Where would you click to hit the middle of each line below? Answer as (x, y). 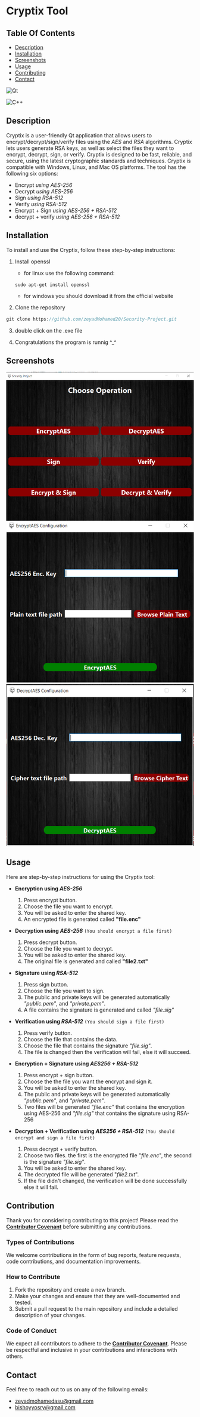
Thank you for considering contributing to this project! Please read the (92, 1220)
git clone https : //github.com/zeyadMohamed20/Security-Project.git (92, 319)
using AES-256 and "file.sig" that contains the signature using (99, 1113)
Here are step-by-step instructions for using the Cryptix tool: (80, 877)
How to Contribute (33, 1277)
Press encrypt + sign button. (59, 1075)
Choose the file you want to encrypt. (68, 906)
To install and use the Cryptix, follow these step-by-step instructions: (91, 250)
